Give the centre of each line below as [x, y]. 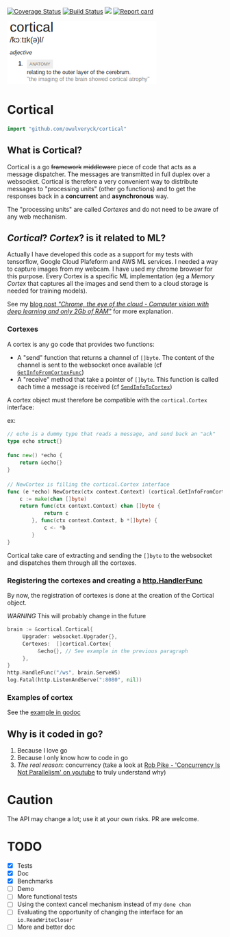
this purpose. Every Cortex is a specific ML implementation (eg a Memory [111, 276]
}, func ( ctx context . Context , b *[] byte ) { [94, 521]
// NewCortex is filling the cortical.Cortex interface [88, 484]
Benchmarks [35, 881]
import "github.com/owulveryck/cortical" [67, 129]
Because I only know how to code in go [73, 758]
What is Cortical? [45, 150]
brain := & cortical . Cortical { [50, 630]
